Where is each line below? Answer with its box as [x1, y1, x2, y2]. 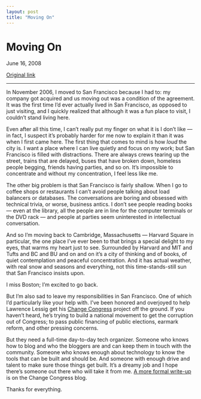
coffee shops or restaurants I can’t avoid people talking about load [6, 188, 170, 195]
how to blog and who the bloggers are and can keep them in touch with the [6, 342, 191, 350]
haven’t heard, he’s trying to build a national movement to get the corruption [6, 312, 193, 319]
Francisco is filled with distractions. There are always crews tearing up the [6, 151, 190, 159]
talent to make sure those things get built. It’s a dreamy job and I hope [6, 361, 178, 368]
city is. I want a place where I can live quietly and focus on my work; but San [6, 145, 195, 152]
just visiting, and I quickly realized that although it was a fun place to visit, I [6, 108, 191, 115]
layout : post [6, 8, 39, 15]
